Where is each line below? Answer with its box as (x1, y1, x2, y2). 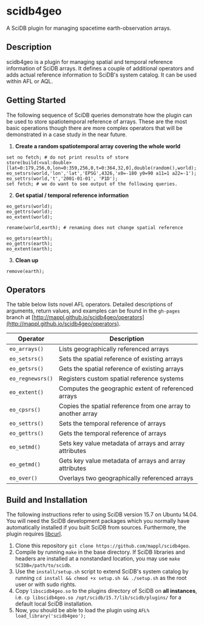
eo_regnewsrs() (9, 375, 53, 382)
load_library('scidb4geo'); (15, 613, 86, 620)
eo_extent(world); (6, 214, 53, 220)
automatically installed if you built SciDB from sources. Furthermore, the (6, 524, 186, 531)
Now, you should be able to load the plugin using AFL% (15, 607, 150, 614)
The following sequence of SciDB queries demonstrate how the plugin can (6, 111, 192, 119)
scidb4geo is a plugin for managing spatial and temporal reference (6, 58, 173, 65)
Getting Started (6, 95, 66, 106)
